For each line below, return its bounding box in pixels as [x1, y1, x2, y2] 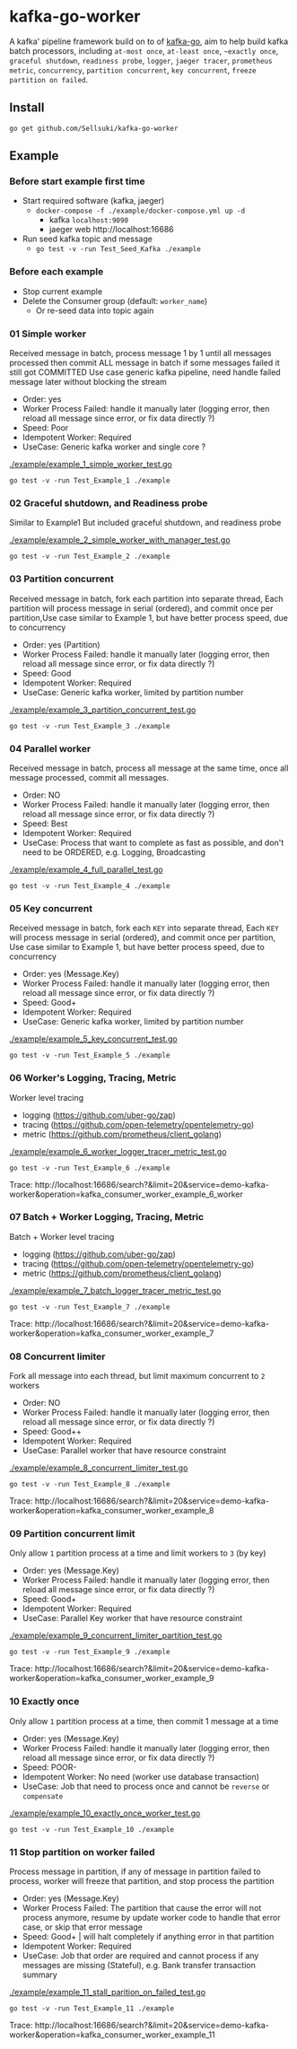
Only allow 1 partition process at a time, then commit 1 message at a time [9, 1715, 279, 1726]
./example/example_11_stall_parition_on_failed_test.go [9, 1987, 206, 1997]
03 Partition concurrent [9, 572, 114, 585]
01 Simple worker [9, 327, 87, 340]
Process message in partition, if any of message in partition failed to [9, 1866, 262, 1877]
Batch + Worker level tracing [9, 1231, 115, 1242]
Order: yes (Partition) [22, 639, 100, 650]
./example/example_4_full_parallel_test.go [9, 864, 163, 875]
